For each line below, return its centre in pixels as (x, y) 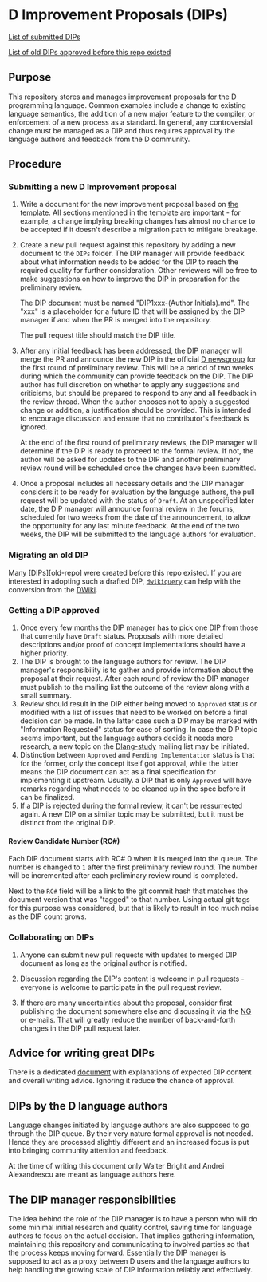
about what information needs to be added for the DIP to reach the (129, 262)
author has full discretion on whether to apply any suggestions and (130, 385)
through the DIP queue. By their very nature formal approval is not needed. (131, 1134)
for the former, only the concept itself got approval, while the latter (129, 763)
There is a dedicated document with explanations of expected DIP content (130, 1072)
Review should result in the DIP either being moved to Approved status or (138, 704)
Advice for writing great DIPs (82, 1053)
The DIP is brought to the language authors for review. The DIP (123, 662)
